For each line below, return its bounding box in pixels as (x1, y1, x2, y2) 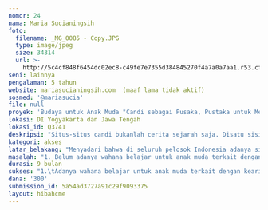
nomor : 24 (8, 11, 41, 20)
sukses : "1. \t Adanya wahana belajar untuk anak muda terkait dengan (8, 168, 241, 176)
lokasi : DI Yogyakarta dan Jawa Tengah (8, 116, 141, 124)
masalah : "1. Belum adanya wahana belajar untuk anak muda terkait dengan (8, 153, 262, 160)
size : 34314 (15, 49, 56, 57)
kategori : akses (8, 137, 62, 146)
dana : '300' (8, 175, 48, 184)
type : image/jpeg (15, 42, 73, 50)
